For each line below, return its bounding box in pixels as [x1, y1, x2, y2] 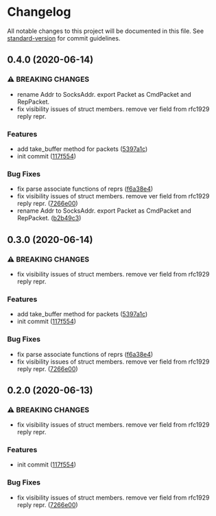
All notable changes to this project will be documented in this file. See [7, 27, 204, 35]
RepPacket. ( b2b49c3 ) [16, 214, 82, 222]
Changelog [7, 4, 71, 20]
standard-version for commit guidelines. [7, 34, 121, 42]
